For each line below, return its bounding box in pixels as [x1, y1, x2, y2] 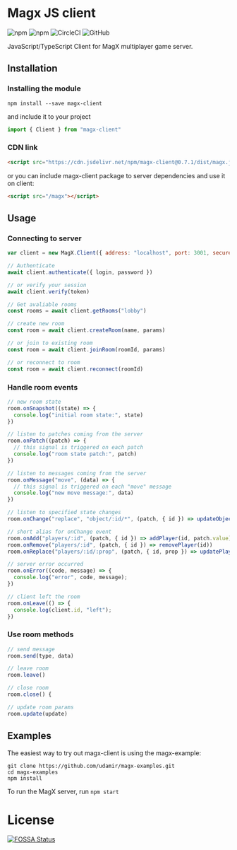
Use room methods [7, 629, 74, 639]
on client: [7, 179, 35, 187]
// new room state [7, 398, 61, 405]
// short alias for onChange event [7, 528, 112, 535]
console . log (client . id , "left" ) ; [13, 606, 112, 613]
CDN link [7, 143, 38, 153]
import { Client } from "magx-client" [7, 126, 121, 133]
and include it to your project [7, 112, 91, 121]
